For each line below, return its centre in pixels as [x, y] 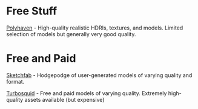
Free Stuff [32, 11]
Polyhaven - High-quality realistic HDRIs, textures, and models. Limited [95, 28]
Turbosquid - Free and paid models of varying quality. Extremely [87, 93]
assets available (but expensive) [64, 99]
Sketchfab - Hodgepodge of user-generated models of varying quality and [99, 75]
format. [15, 81]
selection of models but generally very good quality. [71, 34]
